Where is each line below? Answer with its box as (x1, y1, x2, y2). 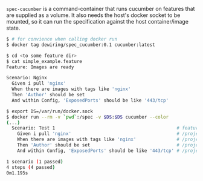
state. (6, 24, 21, 31)
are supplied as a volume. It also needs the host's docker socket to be (6, 12, 181, 19)
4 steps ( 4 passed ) (6, 164, 56, 170)
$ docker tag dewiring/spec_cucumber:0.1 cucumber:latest (6, 42, 155, 48)
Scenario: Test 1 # (11, 125, 180, 131)
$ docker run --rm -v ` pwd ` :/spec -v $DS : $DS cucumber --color (6, 114, 169, 120)
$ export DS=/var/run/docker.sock (6, 108, 94, 114)
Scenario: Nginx (6, 75, 47, 81)
